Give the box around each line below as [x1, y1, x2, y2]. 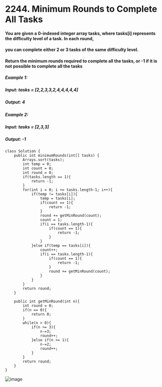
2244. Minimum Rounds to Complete [5, 3, 158, 15]
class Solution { [5, 149, 41, 154]
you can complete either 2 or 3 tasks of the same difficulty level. [5, 47, 139, 52]
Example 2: [5, 111, 28, 117]
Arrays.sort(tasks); [23, 157, 65, 162]
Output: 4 [5, 99, 25, 105]
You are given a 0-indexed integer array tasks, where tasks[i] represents [5, 30, 156, 36]
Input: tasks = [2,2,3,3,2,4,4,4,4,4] [5, 87, 78, 93]
